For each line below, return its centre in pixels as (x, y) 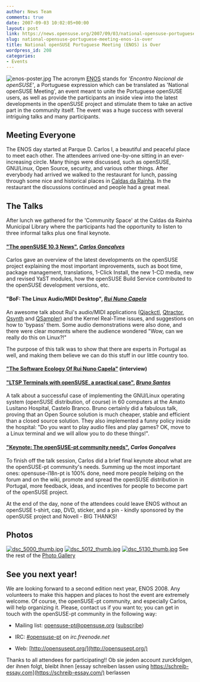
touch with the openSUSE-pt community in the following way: (82, 614)
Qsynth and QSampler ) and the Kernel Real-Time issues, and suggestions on (100, 318)
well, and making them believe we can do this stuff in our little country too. (98, 355)
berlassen (118, 672)
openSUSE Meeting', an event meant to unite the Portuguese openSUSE (94, 91)
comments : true (25, 17)
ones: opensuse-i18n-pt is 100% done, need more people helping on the (95, 473)
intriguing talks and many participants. (53, 116)
